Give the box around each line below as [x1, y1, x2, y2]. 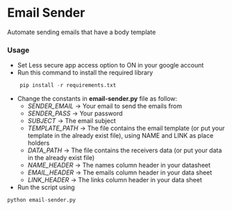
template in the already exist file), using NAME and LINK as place [27, 131, 214, 140]
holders [27, 139, 50, 147]
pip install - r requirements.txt [19, 82, 117, 89]
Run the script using [17, 183, 75, 192]
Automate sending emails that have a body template [7, 28, 156, 36]
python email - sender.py [7, 197, 76, 204]
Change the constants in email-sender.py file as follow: [17, 95, 178, 103]
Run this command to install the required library [17, 68, 154, 77]
